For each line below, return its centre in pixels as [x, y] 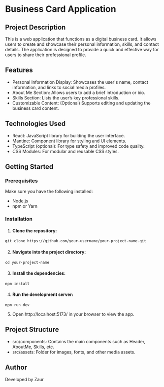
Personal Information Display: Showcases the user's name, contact [80, 82]
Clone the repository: [34, 230]
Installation [19, 219]
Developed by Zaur [25, 379]
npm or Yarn [25, 206]
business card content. [35, 108]
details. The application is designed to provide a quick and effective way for [82, 49]
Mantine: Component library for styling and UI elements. [69, 141]
